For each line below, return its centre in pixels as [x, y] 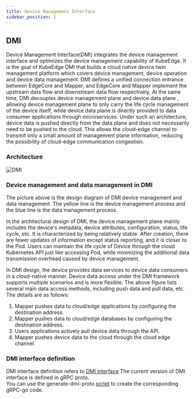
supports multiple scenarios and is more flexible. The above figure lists [91, 282]
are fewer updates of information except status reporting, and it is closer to [97, 240]
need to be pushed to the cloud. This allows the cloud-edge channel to [92, 129]
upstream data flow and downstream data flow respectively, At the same [93, 92]
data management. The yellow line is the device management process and [96, 204]
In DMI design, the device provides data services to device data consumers [97, 270]
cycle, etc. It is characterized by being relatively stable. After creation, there [97, 233]
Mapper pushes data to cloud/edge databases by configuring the [93, 318]
